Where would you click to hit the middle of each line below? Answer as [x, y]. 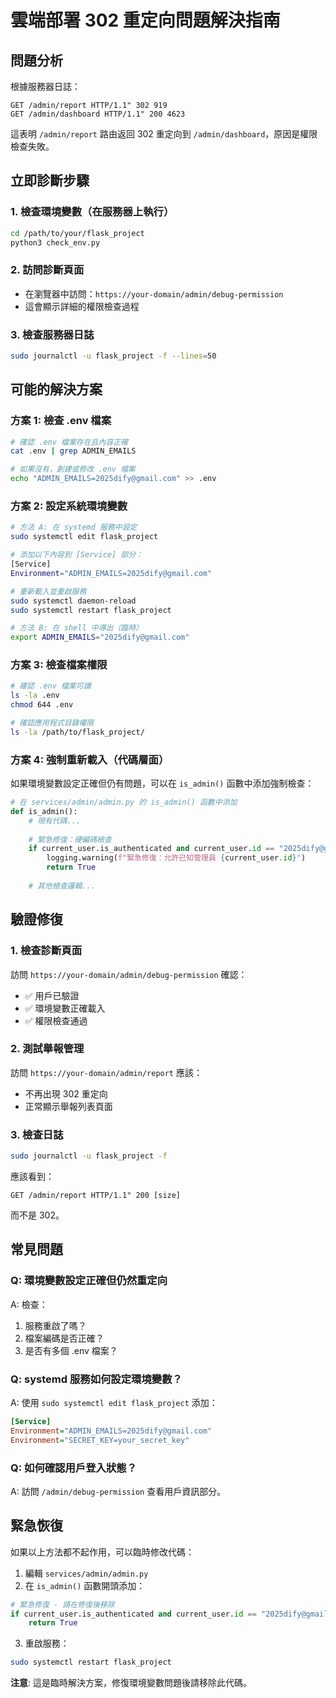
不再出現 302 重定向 [66, 1093]
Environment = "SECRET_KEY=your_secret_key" [100, 1440]
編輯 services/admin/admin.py [86, 1573]
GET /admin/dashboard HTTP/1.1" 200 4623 [98, 114]
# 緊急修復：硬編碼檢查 [70, 839]
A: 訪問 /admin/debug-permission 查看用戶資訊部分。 [118, 1491]
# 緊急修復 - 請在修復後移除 [62, 1604]
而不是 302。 [37, 1215]
